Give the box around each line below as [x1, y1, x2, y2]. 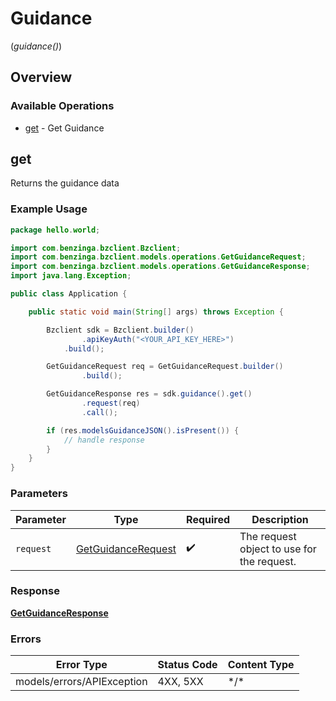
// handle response [63, 435, 145, 445]
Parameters [10, 487, 68, 501]
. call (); [81, 407, 118, 417]
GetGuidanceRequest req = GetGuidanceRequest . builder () [46, 362, 284, 372]
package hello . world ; [10, 225, 101, 235]
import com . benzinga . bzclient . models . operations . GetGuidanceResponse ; [10, 262, 311, 272]
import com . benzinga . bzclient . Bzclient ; [10, 243, 182, 253]
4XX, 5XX [157, 675, 204, 689]
